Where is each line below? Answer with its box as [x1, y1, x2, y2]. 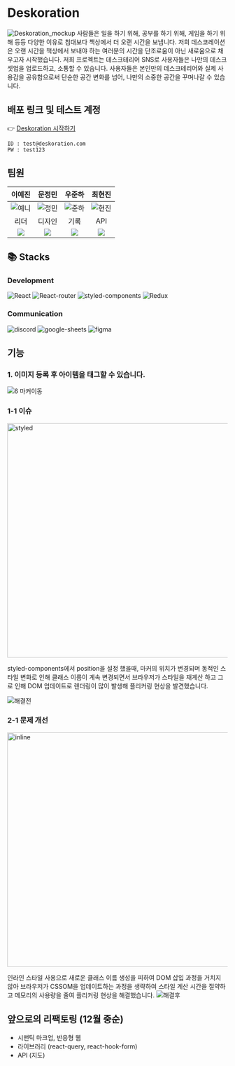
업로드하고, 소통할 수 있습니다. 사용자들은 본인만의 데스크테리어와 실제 [25, 64, 217, 72]
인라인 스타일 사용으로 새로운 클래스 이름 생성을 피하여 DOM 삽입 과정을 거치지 [7, 973, 222, 982]
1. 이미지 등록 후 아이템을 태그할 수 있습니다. [7, 369, 145, 379]
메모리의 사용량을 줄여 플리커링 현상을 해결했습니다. [14, 990, 155, 999]
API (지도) [17, 1051, 45, 1059]
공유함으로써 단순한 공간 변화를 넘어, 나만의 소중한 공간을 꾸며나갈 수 [25, 72, 213, 81]
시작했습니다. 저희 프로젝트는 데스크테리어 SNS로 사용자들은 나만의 [25, 55, 208, 64]
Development [7, 275, 55, 285]
